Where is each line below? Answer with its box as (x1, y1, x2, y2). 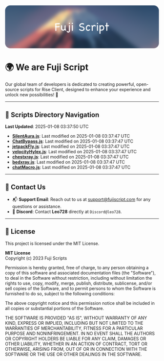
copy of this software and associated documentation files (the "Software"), (5, 270, 156, 276)
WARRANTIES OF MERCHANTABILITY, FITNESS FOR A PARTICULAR (5, 325, 143, 331)
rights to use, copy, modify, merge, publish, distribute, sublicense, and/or (5, 280, 152, 286)
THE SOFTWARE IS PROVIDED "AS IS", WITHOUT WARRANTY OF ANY (5, 314, 147, 321)
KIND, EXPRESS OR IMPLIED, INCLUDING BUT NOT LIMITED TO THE (5, 320, 143, 326)
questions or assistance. (12, 203, 62, 209)
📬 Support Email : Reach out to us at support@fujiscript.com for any (12, 196, 151, 202)
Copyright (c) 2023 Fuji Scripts (5, 255, 67, 261)
